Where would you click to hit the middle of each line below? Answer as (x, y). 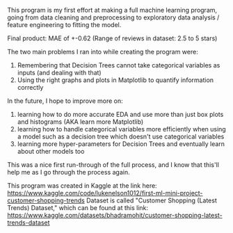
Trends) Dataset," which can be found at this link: (78, 208)
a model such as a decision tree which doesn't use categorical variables (121, 136)
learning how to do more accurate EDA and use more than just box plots (120, 114)
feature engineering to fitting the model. (64, 25)
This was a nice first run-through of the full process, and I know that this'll (113, 165)
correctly (30, 87)
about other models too (51, 151)
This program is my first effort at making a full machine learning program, (112, 10)
